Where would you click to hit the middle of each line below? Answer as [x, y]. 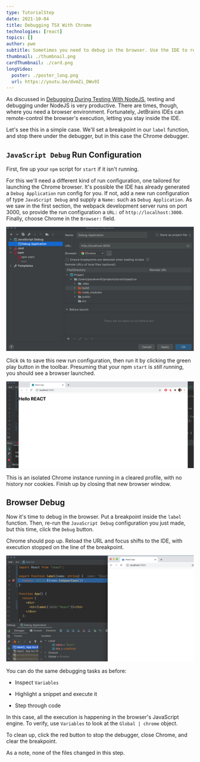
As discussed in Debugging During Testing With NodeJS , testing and [90, 99]
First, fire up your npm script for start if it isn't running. [73, 169]
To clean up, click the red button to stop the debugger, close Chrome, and [97, 735]
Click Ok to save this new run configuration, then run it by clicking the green [99, 360]
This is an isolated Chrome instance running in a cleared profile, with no [94, 477]
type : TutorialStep [30, 12]
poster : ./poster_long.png [45, 75]
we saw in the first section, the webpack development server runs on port [97, 206]
